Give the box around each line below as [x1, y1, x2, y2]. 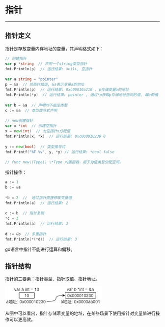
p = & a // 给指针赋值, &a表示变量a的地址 [5, 82, 84, 87]
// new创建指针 [5, 119, 33, 123]
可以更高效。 [9, 317, 35, 323]
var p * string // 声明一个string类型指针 [5, 61, 87, 66]
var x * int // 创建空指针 [5, 123, 56, 128]
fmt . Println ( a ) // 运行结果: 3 [5, 221, 69, 226]
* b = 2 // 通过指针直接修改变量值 [5, 195, 72, 200]
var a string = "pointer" [5, 77, 58, 82]
